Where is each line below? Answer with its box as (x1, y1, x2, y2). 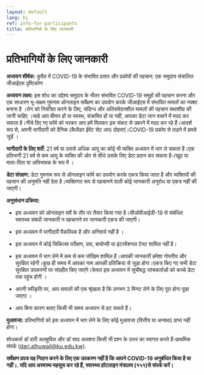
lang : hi (6, 15, 29, 21)
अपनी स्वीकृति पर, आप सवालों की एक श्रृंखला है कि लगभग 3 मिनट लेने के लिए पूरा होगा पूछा (15, 285, 189, 293)
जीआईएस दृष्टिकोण (6, 80, 43, 87)
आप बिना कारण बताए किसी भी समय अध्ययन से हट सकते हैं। (15, 304, 132, 312)
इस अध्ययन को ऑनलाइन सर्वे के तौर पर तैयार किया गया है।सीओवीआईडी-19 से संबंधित (15, 209, 183, 216)
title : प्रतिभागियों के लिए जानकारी (6, 26, 74, 32)
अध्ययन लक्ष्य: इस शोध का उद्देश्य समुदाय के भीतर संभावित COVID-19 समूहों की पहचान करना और (6, 92, 195, 99)
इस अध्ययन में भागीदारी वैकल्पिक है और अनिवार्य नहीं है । (15, 228, 124, 235)
